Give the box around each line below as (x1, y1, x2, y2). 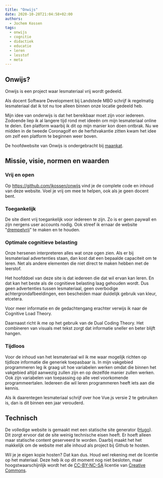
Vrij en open (5, 172, 35, 179)
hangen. (5, 331, 22, 337)
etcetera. (5, 296, 23, 302)
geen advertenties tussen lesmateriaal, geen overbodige (5, 286, 118, 292)
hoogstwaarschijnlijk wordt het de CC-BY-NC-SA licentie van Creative (5, 462, 146, 468)
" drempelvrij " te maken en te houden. (5, 227, 80, 233)
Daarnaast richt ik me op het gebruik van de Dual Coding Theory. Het (5, 320, 144, 326)
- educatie (9, 44, 32, 48)
